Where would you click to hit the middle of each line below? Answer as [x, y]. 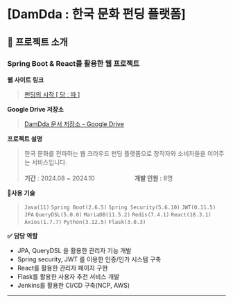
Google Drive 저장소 [36, 109]
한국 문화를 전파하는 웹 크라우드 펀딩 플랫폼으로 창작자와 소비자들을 [115, 153]
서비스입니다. [49, 162]
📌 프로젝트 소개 [37, 42]
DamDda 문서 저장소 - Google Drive [74, 124]
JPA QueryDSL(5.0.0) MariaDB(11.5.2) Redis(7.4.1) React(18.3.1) [118, 215]
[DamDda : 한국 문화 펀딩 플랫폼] [96, 14]
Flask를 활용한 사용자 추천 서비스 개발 [68, 276]
